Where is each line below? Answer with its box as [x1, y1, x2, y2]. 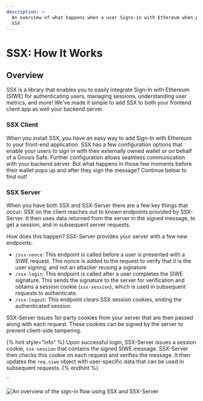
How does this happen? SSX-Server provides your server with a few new [6, 232, 188, 240]
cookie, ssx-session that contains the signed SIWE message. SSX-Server [6, 345, 188, 352]
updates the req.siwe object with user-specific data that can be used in [6, 357, 184, 365]
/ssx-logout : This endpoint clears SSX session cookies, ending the [14, 296, 182, 303]
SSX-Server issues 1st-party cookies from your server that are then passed [6, 314, 193, 321]
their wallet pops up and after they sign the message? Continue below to [6, 166, 187, 174]
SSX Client [6, 120, 39, 129]
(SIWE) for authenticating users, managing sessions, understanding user [6, 93, 187, 100]
